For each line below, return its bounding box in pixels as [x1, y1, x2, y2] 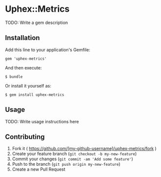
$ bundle [5, 74, 23, 79]
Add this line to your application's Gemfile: [5, 46, 90, 52]
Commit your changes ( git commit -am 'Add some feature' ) [12, 156, 133, 162]
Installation [5, 34, 40, 42]
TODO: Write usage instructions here [5, 118, 79, 124]
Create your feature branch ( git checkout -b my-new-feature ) [12, 151, 137, 157]
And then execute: [5, 65, 42, 70]
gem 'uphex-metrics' [5, 56, 47, 61]
